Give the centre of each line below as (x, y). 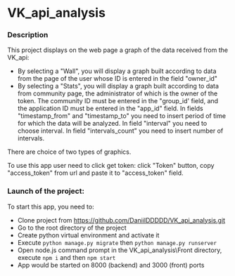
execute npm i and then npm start (66, 257)
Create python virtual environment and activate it (88, 235)
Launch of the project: (46, 191)
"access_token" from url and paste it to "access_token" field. (96, 173)
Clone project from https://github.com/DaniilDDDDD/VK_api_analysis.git (121, 220)
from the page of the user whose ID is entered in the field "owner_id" (118, 79)
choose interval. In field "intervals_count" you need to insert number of (120, 131)
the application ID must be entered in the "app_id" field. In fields (110, 109)
